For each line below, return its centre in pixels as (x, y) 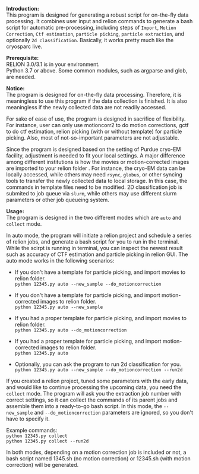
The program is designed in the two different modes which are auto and (94, 217)
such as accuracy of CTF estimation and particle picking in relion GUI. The (97, 254)
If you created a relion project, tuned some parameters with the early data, (97, 381)
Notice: (15, 88)
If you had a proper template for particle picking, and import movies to (101, 318)
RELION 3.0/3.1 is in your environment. (53, 64)
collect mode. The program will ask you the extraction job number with (94, 394)
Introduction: (23, 9)
